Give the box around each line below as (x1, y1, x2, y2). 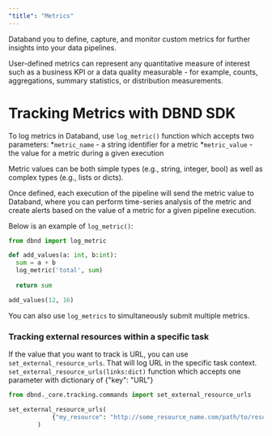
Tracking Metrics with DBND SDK (8, 104, 236, 122)
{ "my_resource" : (51, 412, 107, 421)
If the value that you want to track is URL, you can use (8, 349, 189, 359)
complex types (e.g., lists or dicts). (8, 172, 124, 182)
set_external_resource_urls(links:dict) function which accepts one (8, 366, 241, 376)
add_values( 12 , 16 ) (8, 296, 74, 304)
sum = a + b (15, 259, 57, 267)
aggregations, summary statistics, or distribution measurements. (8, 75, 224, 85)
